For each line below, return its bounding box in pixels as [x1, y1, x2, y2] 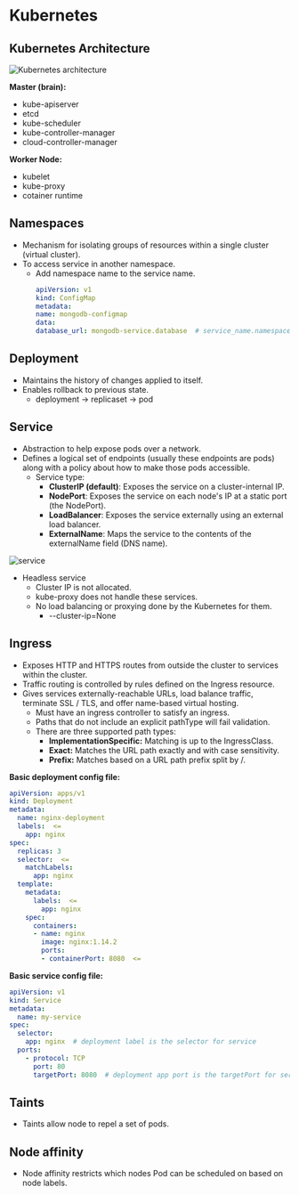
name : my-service [17, 1012, 82, 1021]
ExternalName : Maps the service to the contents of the [48, 528, 252, 539]
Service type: [35, 471, 85, 482]
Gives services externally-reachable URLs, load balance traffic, [21, 687, 254, 699]
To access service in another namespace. [21, 258, 176, 269]
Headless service [21, 572, 86, 583]
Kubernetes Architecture [9, 41, 150, 56]
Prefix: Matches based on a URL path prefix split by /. [48, 754, 246, 765]
